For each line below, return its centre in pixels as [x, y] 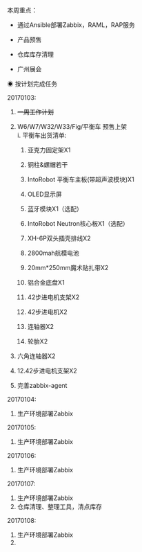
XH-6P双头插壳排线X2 [59, 238]
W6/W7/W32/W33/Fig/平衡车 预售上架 [72, 126]
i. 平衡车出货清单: [42, 135]
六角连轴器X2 [36, 356]
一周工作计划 [35, 112]
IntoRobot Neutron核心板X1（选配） [78, 223]
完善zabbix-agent [42, 385]
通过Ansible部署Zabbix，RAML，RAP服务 [76, 25]
